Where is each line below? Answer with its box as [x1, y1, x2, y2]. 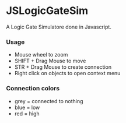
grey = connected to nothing [14, 97, 83, 104]
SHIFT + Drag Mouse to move [14, 57, 86, 65]
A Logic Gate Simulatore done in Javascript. [6, 23, 112, 30]
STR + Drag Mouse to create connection [14, 64, 112, 71]
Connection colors [6, 85, 60, 93]
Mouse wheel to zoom [14, 51, 68, 58]
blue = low [14, 104, 40, 111]
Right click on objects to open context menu [14, 70, 121, 77]
